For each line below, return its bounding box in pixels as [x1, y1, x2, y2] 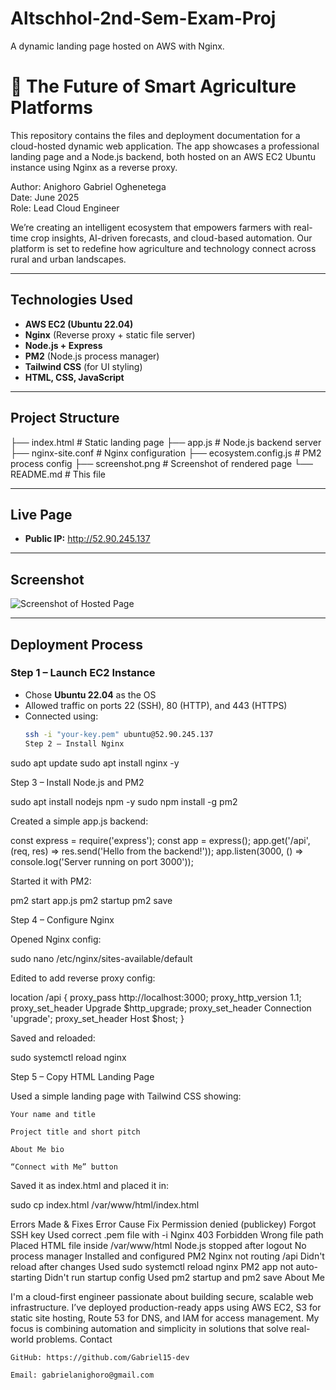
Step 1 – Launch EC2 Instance [10, 666, 156, 680]
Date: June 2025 [10, 191, 80, 203]
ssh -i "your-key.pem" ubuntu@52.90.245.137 [24, 729, 214, 739]
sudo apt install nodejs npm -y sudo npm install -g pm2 [10, 795, 238, 807]
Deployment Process [10, 636, 144, 653]
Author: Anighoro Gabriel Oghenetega [10, 180, 167, 192]
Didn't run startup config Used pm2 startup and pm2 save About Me [44, 1271, 325, 1283]
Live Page [10, 506, 73, 523]
